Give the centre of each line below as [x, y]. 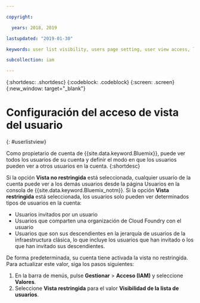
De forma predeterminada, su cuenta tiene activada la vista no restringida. [97, 258]
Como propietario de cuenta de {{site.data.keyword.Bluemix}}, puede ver [96, 153]
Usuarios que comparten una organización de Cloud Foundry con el [98, 221]
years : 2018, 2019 [35, 27]
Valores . [25, 282]
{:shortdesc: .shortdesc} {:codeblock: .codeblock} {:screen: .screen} [90, 82]
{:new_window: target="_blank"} [46, 89]
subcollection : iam [30, 60]
